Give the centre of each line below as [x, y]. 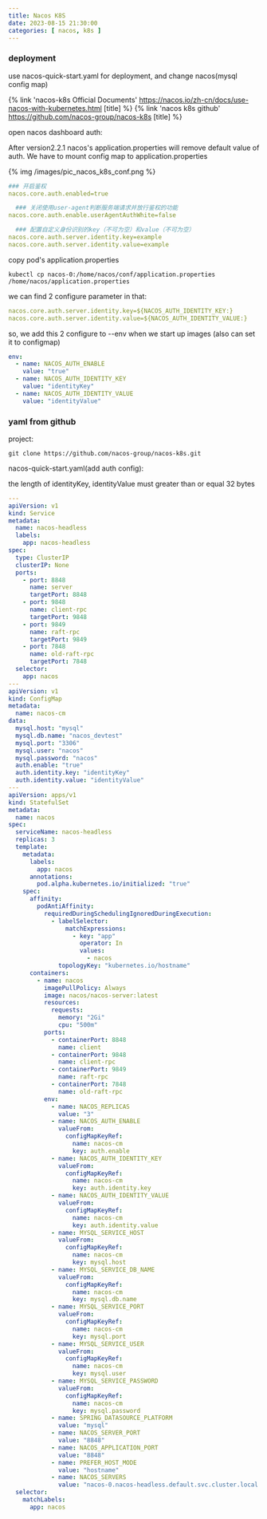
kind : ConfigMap [35, 699]
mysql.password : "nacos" [57, 758]
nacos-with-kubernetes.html [55, 108]
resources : [62, 1003]
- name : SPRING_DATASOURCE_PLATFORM [112, 1418]
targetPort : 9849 [58, 639]
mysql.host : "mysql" [49, 728]
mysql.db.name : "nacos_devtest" [69, 736]
